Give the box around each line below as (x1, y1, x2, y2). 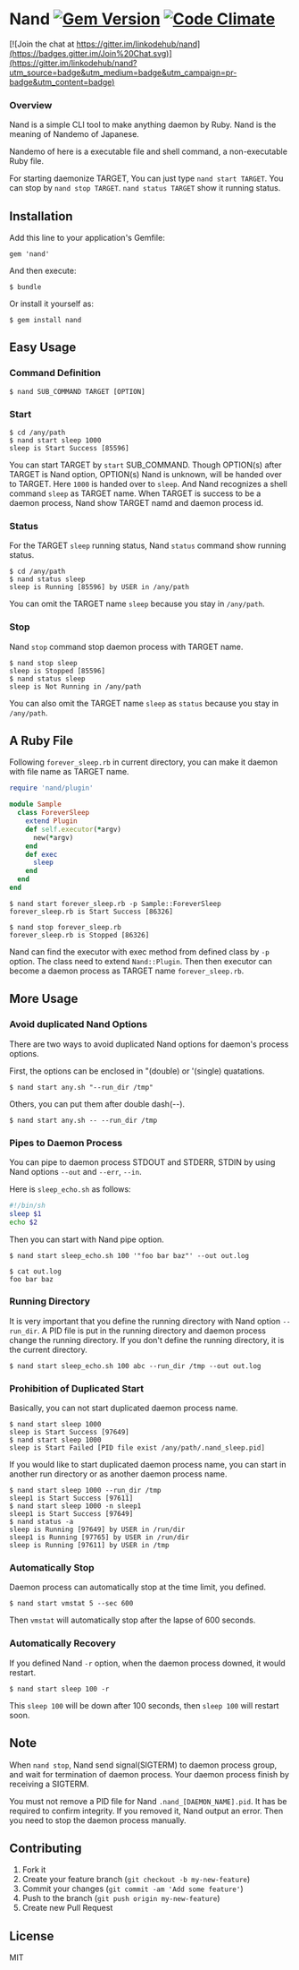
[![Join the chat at (9, 39, 75, 49)
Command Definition (9, 367, 101, 380)
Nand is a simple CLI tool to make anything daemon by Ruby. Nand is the (9, 119, 277, 130)
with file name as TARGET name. (9, 767, 129, 777)
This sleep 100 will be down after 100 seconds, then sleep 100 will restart (9, 1700, 279, 1710)
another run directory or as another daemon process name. (9, 1469, 228, 1479)
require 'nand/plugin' (9, 784, 94, 792)
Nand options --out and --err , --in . (9, 1166, 142, 1177)
